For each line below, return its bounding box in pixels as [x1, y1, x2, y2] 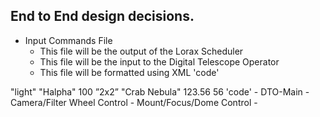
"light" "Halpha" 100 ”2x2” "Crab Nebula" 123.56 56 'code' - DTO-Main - [10, 85, 310, 98]
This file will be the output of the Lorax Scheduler [39, 45, 244, 57]
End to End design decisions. [10, 8, 195, 25]
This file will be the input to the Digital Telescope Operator [39, 55, 280, 68]
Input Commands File [24, 34, 113, 46]
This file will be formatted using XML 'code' [39, 66, 220, 78]
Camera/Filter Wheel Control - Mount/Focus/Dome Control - [10, 96, 258, 108]
